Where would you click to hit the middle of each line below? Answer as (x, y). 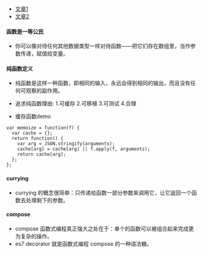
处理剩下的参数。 (47, 200)
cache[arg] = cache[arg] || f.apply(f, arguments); (84, 149)
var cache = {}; (32, 133)
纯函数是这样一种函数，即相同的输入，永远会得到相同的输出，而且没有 (103, 83)
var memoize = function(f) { (43, 128)
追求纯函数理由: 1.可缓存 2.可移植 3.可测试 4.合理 (75, 103)
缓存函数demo (33, 116)
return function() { (38, 139)
